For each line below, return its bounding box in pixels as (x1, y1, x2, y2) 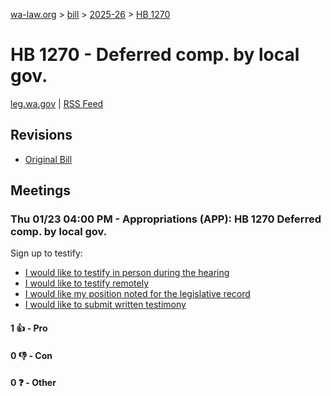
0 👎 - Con (10, 349, 53, 361)
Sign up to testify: (10, 247, 83, 259)
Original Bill (24, 153, 73, 165)
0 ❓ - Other (10, 377, 57, 389)
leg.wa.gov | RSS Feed (10, 97, 104, 109)
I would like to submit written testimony (24, 299, 187, 311)
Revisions (10, 127, 73, 144)
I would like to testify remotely (24, 277, 150, 289)
